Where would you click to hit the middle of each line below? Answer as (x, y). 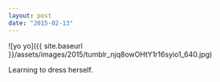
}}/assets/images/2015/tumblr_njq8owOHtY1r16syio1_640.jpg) (110, 54)
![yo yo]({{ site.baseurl (45, 45)
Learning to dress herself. (51, 69)
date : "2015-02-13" (41, 23)
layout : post (30, 16)
